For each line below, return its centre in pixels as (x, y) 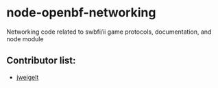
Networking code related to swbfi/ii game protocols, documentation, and (109, 32)
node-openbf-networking (81, 13)
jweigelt (27, 77)
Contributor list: (41, 61)
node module (25, 38)
